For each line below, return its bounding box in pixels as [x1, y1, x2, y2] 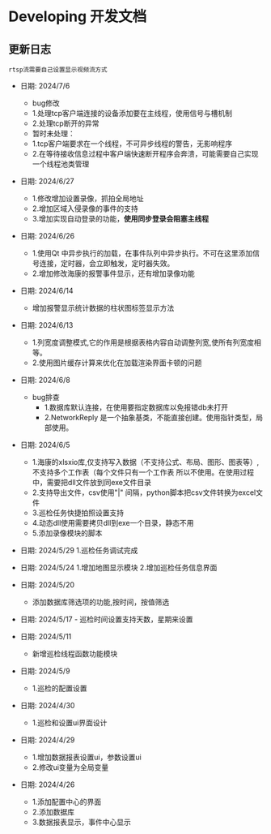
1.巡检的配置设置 [32, 683, 87, 693]
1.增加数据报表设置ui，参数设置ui [32, 752, 142, 762]
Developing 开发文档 [8, 7, 147, 26]
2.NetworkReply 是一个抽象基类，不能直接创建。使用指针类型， [44, 413, 256, 422]
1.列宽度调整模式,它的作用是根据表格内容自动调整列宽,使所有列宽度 [32, 337, 255, 347]
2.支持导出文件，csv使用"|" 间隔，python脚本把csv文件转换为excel [32, 488, 256, 497]
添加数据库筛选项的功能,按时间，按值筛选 [32, 597, 170, 607]
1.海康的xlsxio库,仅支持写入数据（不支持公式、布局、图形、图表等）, [32, 458, 260, 466]
